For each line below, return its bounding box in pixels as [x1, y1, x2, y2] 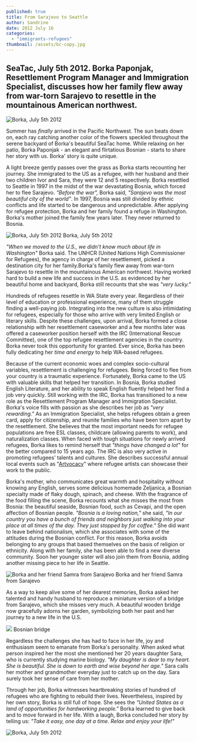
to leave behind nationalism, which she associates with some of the [6, 528, 169, 535]
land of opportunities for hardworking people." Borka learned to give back [6, 705, 186, 712]
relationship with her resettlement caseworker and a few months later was [6, 323, 186, 330]
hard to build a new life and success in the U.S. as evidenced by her [6, 274, 171, 281]
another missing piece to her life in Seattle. [6, 559, 110, 566]
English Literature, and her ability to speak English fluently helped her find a [6, 385, 189, 392]
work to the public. [6, 467, 52, 474]
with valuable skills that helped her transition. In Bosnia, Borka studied [6, 379, 176, 386]
